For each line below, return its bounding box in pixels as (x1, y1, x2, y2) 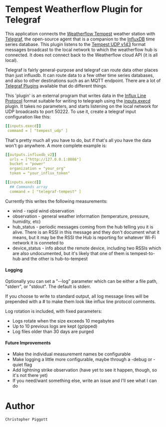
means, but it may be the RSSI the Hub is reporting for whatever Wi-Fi (12, 234, 156, 240)
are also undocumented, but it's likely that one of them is (12, 250, 130, 256)
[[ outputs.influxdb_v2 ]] (5, 152, 57, 157)
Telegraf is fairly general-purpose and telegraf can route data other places (5, 66, 159, 73)
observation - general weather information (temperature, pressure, (12, 213, 150, 219)
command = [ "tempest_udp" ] (7, 128, 68, 133)
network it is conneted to (12, 239, 64, 245)
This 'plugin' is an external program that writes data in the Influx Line (5, 92, 146, 98)
